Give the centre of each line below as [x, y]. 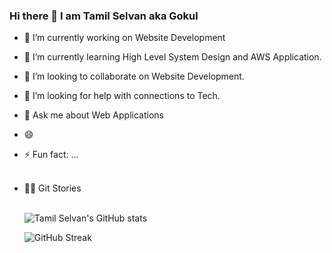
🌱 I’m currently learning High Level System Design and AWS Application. [172, 57]
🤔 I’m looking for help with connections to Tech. [122, 96]
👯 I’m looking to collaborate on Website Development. [134, 76]
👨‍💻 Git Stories [52, 188]
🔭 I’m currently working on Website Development [124, 38]
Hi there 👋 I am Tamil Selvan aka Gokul [104, 16]
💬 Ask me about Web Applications [93, 115]
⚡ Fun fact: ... [51, 155]
